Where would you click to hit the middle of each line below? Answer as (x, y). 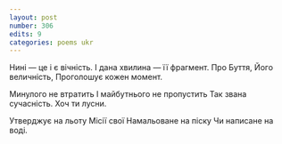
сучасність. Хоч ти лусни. (58, 104)
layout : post (33, 17)
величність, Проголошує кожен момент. (86, 77)
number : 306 (31, 26)
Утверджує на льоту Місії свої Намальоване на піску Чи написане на (141, 121)
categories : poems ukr (51, 42)
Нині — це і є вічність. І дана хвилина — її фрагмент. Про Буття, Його (141, 68)
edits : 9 (25, 34)
